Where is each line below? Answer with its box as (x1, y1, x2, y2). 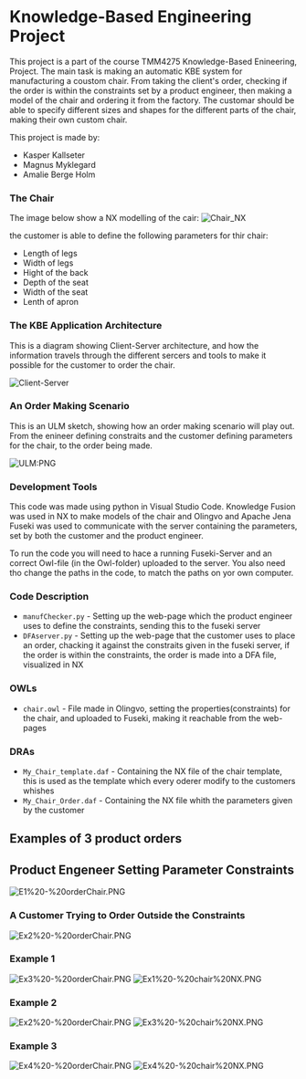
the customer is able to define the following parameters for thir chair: (9, 230, 269, 241)
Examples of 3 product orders (9, 831, 183, 846)
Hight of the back (22, 267, 89, 278)
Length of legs (22, 248, 78, 259)
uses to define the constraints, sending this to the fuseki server (22, 621, 261, 632)
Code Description (9, 591, 90, 603)
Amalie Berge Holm (22, 169, 96, 180)
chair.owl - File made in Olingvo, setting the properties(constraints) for (22, 703, 290, 714)
